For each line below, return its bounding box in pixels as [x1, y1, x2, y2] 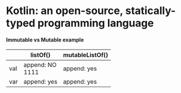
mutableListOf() [63, 51, 109, 59]
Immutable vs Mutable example [6, 36, 84, 43]
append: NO [23, 61, 57, 69]
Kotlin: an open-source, [6, 4, 124, 18]
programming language [37, 16, 154, 30]
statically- [125, 4, 176, 18]
